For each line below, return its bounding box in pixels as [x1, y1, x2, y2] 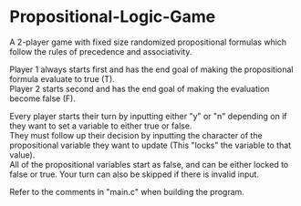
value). [9, 149, 36, 160]
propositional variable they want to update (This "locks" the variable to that [9, 139, 292, 150]
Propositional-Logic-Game [9, 6, 216, 27]
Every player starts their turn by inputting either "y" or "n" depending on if [9, 110, 287, 121]
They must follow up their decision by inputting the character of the [9, 129, 263, 140]
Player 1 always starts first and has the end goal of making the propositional [9, 64, 294, 75]
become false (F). [9, 93, 76, 104]
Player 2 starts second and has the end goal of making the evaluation [9, 83, 270, 94]
